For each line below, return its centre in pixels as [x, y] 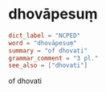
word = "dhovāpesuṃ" [43, 43]
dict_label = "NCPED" [45, 36]
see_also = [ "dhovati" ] [48, 65]
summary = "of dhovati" [48, 50]
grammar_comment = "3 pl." [53, 58]
